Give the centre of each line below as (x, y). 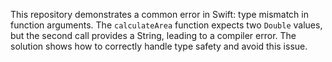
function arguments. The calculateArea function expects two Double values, (166, 25)
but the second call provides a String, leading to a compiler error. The (153, 35)
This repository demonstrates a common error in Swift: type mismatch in (159, 14)
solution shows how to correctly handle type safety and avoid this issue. (159, 46)
